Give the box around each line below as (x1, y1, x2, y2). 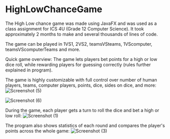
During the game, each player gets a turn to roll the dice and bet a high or (5, 107, 159, 113)
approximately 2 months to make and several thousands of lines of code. (5, 31, 158, 37)
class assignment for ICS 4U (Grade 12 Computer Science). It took (5, 25, 144, 31)
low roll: (5, 113, 22, 119)
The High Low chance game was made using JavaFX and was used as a (5, 20, 157, 26)
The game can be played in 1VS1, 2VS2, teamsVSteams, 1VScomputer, (5, 41, 153, 47)
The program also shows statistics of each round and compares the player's (5, 122, 165, 128)
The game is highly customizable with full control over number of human (5, 77, 157, 83)
